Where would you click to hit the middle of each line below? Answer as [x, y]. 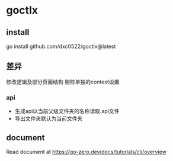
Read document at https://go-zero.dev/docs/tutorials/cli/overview [86, 152]
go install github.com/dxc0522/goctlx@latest [61, 46]
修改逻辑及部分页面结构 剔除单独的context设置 [63, 82]
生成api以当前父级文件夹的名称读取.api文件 [67, 111]
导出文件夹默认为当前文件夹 [49, 118]
